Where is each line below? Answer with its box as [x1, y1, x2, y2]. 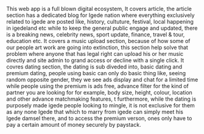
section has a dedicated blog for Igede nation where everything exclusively [6, 12, 195, 19]
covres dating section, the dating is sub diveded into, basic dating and [6, 63, 183, 70]
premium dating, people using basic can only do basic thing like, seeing [6, 70, 186, 76]
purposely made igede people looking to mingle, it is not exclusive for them [6, 102, 195, 109]
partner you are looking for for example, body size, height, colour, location [6, 89, 193, 96]
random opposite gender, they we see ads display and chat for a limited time [6, 76, 199, 83]
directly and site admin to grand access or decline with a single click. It [6, 57, 185, 64]
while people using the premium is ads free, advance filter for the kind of [6, 82, 189, 90]
